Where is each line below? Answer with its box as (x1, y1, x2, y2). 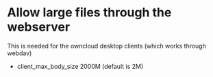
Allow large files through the (7, 5, 172, 20)
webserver (7, 19, 71, 35)
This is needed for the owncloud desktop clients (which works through (7, 42, 207, 50)
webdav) (7, 49, 32, 57)
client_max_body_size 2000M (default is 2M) (16, 62, 144, 70)
